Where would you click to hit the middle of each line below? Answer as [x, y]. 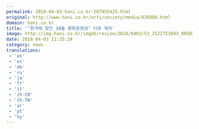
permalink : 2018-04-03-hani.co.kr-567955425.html [69, 12]
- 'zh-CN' [21, 95]
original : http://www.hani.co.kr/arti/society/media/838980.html [88, 17]
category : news [25, 45]
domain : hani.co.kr [30, 23]
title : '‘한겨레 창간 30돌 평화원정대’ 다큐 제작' [60, 28]
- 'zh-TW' [21, 100]
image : [14, 34]
